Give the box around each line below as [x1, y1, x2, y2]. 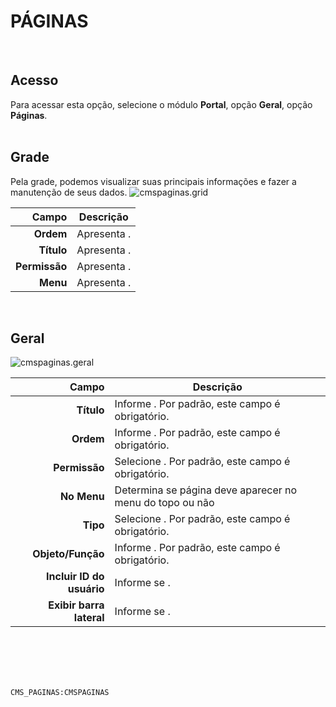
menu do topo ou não [114, 496, 215, 510]
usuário [67, 582, 105, 596]
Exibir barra [48, 598, 105, 612]
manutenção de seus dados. [10, 186, 128, 198]
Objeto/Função [32, 547, 105, 561]
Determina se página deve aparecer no [114, 483, 298, 497]
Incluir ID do [46, 570, 105, 584]
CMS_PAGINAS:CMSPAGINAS [10, 688, 110, 698]
